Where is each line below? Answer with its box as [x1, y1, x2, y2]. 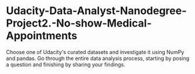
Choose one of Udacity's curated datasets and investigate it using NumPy [6, 48, 184, 55]
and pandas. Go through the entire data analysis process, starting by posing [6, 55, 190, 62]
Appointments [6, 29, 78, 42]
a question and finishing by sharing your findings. [6, 60, 126, 68]
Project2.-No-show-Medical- [6, 16, 152, 30]
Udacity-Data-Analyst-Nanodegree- [6, 4, 187, 18]
